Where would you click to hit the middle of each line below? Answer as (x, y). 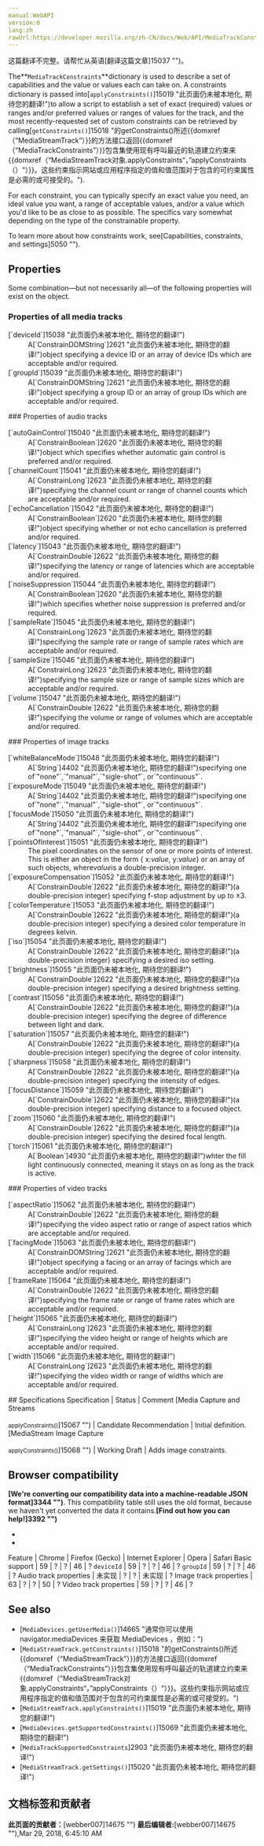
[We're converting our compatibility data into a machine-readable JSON (128, 1494)
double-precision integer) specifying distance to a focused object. (135, 1109)
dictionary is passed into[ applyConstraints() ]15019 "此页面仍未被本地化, (126, 94)
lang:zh (21, 30)
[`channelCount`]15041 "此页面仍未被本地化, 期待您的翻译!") (105, 471)
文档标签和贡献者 (49, 1804)
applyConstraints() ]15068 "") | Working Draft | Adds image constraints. (118, 1450)
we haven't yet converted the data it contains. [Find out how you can (119, 1511)
